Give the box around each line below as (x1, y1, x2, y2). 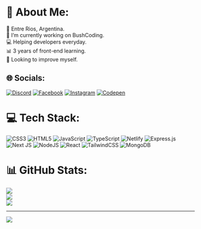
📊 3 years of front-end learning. (6, 47, 86, 54)
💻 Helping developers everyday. (6, 38, 87, 45)
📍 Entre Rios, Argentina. (6, 25, 65, 32)
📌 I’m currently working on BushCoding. (6, 31, 105, 38)
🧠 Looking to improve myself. (6, 56, 78, 63)
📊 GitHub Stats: (6, 163, 88, 177)
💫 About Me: (6, 5, 69, 19)
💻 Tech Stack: (6, 111, 80, 124)
